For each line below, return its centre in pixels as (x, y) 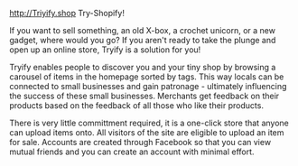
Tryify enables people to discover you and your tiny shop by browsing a (143, 67)
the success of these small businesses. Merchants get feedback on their (144, 96)
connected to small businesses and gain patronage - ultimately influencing (148, 86)
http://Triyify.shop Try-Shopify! (67, 13)
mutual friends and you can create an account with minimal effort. (132, 152)
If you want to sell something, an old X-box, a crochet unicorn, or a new (142, 30)
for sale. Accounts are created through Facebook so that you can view (140, 142)
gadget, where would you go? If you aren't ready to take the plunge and (143, 40)
